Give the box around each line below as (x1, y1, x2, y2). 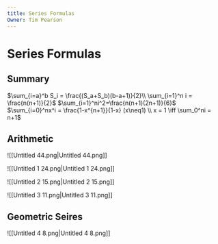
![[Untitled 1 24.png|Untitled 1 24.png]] (7, 164, 115, 173)
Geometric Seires (7, 210, 83, 223)
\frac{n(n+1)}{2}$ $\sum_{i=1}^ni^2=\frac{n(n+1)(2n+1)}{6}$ (7, 99, 176, 107)
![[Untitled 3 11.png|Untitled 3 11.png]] (7, 191, 113, 199)
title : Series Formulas (7, 10, 75, 17)
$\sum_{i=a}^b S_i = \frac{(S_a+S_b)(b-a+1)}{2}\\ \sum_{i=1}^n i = (7, 91, 193, 99)
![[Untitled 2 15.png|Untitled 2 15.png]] (7, 178, 115, 186)
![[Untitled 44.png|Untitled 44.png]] (7, 151, 107, 160)
